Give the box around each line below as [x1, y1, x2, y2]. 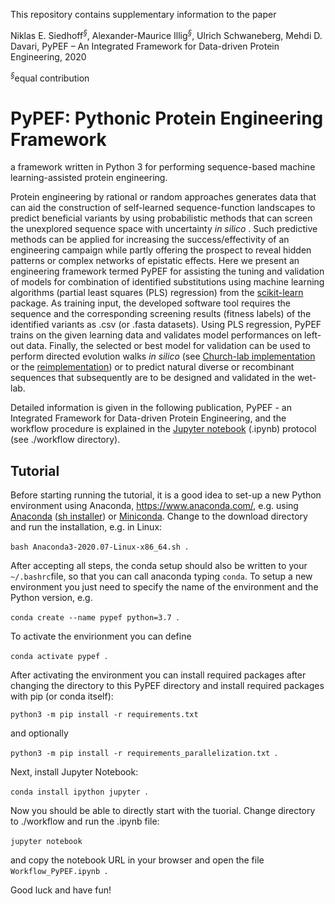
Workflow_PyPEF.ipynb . [10, 865, 108, 877]
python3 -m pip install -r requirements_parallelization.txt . [10, 747, 278, 759]
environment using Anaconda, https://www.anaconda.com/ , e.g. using [10, 500, 299, 512]
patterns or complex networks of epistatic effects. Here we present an [10, 255, 300, 267]
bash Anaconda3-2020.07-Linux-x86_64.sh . [10, 540, 188, 553]
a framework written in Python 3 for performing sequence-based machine [10, 161, 316, 173]
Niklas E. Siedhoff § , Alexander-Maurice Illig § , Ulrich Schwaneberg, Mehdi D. [10, 28, 323, 41]
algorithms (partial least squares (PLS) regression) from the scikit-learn [10, 287, 304, 299]
